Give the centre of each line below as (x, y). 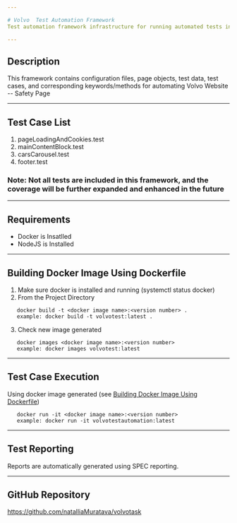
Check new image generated (60, 330)
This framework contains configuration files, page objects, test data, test (113, 78)
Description (34, 61)
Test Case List (39, 122)
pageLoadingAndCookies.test (61, 139)
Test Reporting (41, 449)
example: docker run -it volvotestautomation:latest (96, 421)
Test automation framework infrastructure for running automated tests (115, 27)
